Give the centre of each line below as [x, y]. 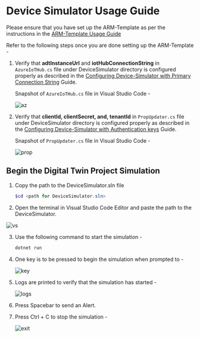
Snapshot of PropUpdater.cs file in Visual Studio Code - [82, 140]
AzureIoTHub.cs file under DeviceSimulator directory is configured [96, 69]
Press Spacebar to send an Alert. [55, 305]
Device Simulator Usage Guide [83, 11]
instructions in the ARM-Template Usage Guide [64, 33]
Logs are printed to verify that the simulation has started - [85, 282]
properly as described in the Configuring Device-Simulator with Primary [103, 75]
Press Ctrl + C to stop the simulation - [61, 317]
